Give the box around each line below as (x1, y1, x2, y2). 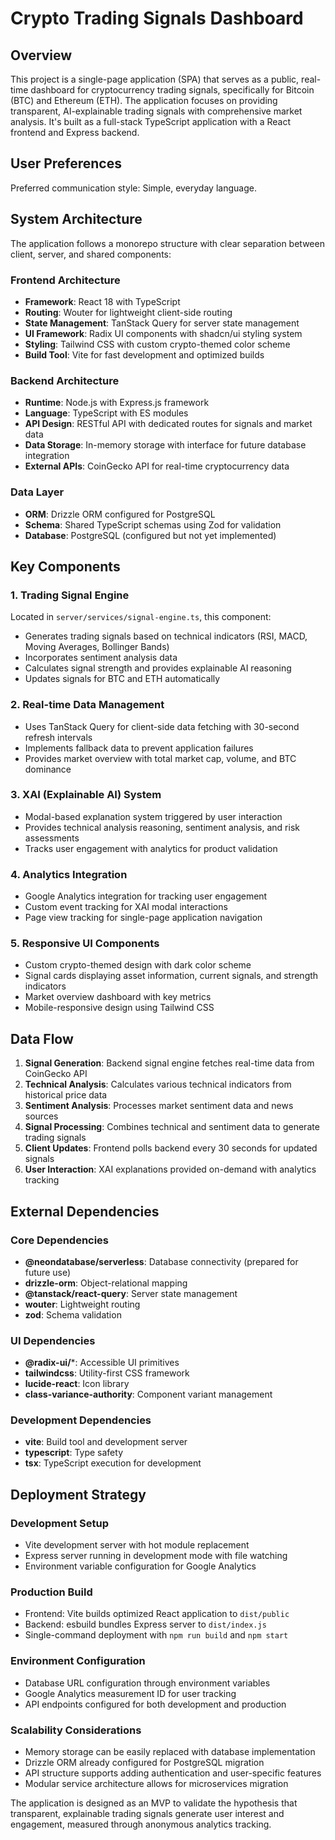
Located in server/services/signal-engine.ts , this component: (10, 611, 272, 623)
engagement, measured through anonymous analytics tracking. (10, 1818, 272, 1831)
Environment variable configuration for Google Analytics (24, 1560, 257, 1572)
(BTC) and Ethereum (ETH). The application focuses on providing (10, 95, 278, 106)
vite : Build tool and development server (24, 1436, 188, 1448)
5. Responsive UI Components (10, 937, 160, 951)
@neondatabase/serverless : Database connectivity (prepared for (24, 1255, 299, 1267)
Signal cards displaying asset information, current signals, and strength (24, 970, 319, 982)
